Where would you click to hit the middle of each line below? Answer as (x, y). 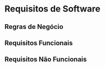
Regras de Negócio (34, 27)
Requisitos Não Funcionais (46, 60)
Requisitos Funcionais (39, 43)
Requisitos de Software (52, 9)
